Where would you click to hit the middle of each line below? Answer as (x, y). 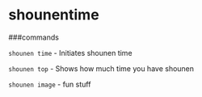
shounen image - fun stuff (50, 84)
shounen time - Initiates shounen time (70, 53)
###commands (34, 37)
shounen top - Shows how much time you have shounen (101, 68)
